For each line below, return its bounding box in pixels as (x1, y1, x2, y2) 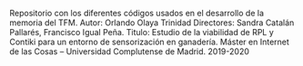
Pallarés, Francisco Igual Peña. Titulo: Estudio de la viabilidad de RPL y (9, 27, 275, 37)
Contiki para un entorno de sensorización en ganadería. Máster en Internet (9, 36, 289, 47)
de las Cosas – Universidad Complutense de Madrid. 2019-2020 (9, 46, 250, 57)
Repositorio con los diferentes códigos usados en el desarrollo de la (9, 8, 264, 18)
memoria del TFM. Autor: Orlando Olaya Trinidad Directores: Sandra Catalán (9, 17, 295, 28)
